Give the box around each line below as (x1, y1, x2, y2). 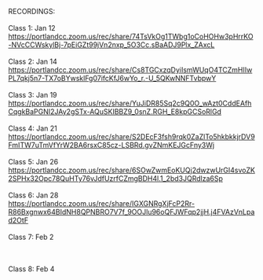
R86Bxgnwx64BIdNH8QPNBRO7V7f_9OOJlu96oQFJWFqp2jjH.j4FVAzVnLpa (8, 208, 255, 216)
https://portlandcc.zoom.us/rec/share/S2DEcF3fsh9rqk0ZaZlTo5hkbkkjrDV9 (8, 132, 255, 141)
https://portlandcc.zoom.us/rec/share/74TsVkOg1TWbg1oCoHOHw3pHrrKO (8, 31, 254, 41)
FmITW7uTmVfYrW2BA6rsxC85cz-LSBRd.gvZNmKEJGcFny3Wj (8, 141, 214, 149)
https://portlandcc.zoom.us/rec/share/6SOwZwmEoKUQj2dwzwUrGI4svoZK (8, 165, 255, 175)
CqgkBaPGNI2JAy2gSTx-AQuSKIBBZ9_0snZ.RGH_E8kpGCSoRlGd (8, 107, 222, 116)
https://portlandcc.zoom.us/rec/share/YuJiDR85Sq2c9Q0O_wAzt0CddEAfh (8, 98, 252, 108)
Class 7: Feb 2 (8, 232, 54, 241)
